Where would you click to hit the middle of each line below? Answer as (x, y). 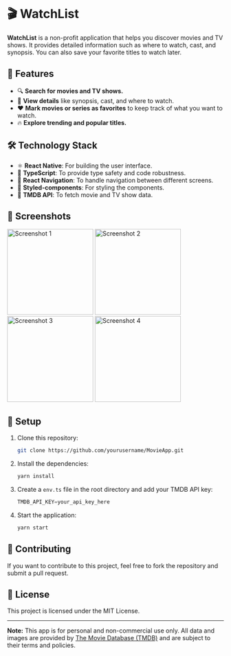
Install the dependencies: (53, 464)
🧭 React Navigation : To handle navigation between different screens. (115, 180)
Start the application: (47, 515)
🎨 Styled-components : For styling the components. (91, 188)
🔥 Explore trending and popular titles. (72, 122)
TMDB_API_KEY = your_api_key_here (63, 502)
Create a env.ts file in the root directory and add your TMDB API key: (115, 489)
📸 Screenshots (39, 216)
